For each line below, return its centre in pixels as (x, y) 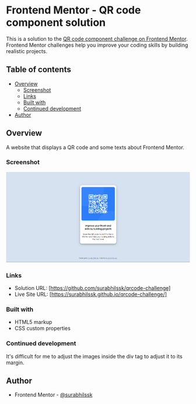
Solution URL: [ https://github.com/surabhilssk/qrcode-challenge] (92, 288)
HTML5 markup (33, 322)
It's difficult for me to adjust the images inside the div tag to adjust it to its (94, 356)
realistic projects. (27, 51)
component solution (56, 23)
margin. (15, 362)
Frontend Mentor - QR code (73, 10)
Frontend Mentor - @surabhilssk (53, 395)
